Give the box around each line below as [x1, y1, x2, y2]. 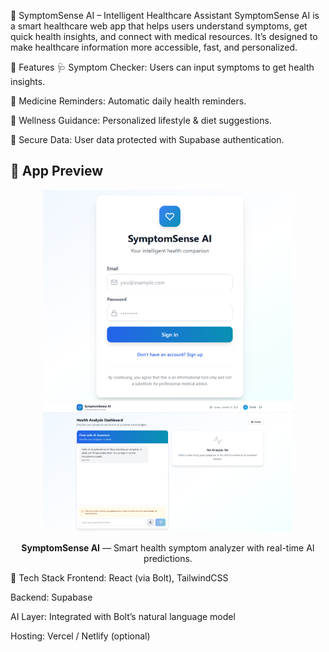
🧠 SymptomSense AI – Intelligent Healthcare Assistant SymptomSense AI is [10, 10, 320, 21]
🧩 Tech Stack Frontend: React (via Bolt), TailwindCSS [10, 571, 229, 584]
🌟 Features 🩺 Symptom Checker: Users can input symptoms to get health [10, 61, 315, 73]
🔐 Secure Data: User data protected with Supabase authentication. [10, 134, 285, 145]
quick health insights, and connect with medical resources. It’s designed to [10, 31, 318, 42]
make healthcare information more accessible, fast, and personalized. [10, 41, 298, 53]
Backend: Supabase [10, 591, 93, 603]
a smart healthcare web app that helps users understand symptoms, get [10, 20, 308, 32]
